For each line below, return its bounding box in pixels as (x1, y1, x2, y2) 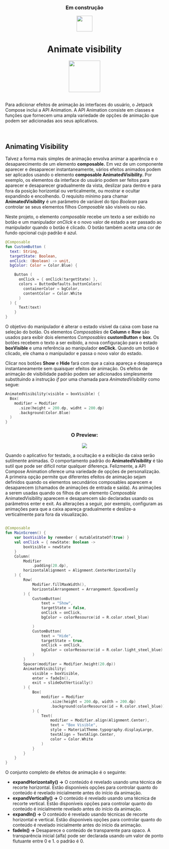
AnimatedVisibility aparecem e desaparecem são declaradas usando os (5, 495, 154, 502)
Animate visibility (47, 43, 122, 55)
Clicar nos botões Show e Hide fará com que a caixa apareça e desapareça (5, 360, 162, 366)
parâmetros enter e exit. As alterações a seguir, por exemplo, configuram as (5, 501, 163, 507)
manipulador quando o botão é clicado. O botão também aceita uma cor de (5, 224, 161, 231)
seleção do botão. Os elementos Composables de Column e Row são (5, 329, 150, 335)
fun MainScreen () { (5, 530, 46, 535)
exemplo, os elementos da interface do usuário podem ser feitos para (5, 177, 149, 183)
